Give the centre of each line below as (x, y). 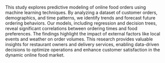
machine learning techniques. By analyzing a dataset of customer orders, (81, 12)
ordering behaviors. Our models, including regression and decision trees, (81, 23)
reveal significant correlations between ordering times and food (71, 28)
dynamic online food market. (35, 55)
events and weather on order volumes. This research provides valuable (79, 39)
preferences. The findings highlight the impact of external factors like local (83, 34)
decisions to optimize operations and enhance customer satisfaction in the (83, 50)
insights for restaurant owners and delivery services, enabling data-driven (82, 44)
